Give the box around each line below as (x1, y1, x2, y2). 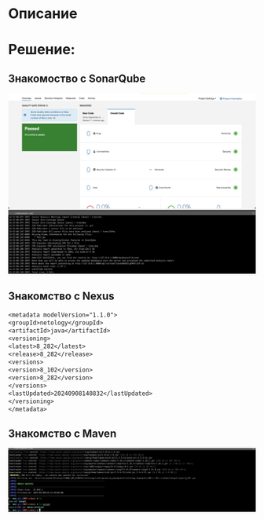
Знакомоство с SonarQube (8, 71, 146, 85)
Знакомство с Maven (8, 427, 117, 440)
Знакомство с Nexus (8, 289, 115, 302)
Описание (8, 5, 78, 23)
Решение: (8, 41, 76, 59)
